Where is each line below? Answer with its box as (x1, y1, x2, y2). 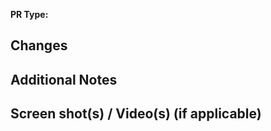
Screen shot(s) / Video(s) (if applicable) (10, 105, 262, 123)
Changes (10, 37, 68, 54)
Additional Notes (10, 71, 118, 88)
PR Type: (10, 9, 49, 20)
